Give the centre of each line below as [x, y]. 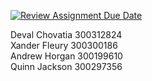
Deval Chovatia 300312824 [66, 34]
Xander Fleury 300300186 [64, 45]
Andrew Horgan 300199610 [66, 56]
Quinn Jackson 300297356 [66, 66]
